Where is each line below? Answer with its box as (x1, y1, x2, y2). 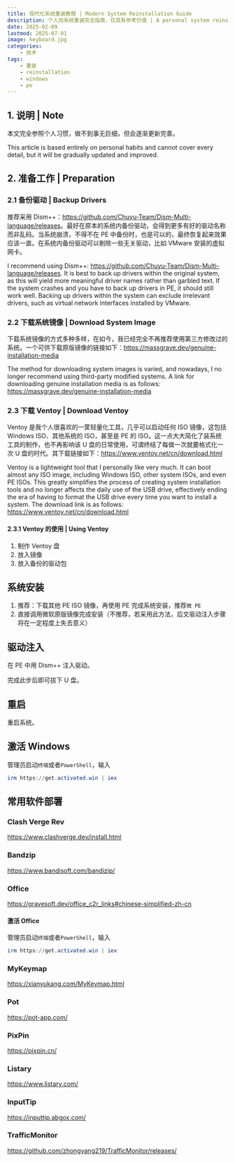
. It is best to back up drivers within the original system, (60, 268, 220, 277)
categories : (7, 43, 42, 50)
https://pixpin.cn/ (7, 1046, 57, 1054)
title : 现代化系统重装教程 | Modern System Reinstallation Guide (7, 10, 192, 17)
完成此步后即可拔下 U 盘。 (7, 676, 83, 684)
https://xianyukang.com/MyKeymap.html (7, 980, 124, 988)
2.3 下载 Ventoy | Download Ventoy (7, 406, 129, 415)
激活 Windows (7, 740, 70, 752)
